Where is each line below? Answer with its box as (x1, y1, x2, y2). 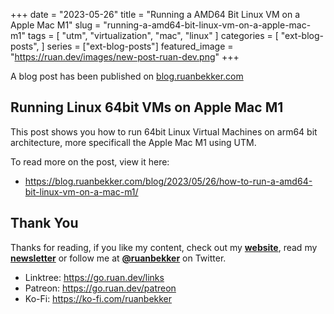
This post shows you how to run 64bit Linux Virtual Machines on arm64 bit (10, 125, 318, 138)
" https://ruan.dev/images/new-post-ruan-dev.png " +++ (10, 51, 240, 63)
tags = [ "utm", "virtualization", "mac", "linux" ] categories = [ (27, 30, 279, 41)
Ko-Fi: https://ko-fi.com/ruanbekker (24, 292, 173, 304)
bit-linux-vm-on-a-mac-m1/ (24, 185, 139, 198)
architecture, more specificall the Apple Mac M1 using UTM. (10, 136, 257, 148)
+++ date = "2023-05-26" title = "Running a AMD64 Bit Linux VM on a (10, 9, 301, 20)
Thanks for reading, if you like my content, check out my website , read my (10, 241, 318, 253)
